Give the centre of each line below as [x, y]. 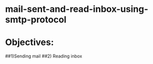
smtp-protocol [36, 20]
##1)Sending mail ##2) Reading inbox [44, 56]
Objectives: [29, 42]
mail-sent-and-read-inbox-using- [77, 9]
